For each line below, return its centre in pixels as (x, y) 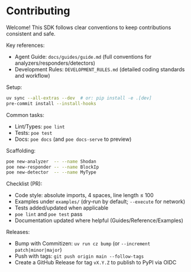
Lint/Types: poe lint (40, 126)
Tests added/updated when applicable (61, 208)
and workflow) (32, 75)
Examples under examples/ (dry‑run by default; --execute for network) (100, 202)
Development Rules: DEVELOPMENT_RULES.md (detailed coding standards (100, 69)
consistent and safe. (31, 33)
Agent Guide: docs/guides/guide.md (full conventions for (83, 56)
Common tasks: (25, 115)
